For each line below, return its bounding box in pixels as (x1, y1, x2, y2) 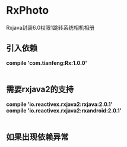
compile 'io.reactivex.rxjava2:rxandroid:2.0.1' (6, 107, 122, 114)
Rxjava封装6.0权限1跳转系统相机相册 (6, 24, 95, 31)
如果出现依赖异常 (6, 132, 69, 142)
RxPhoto (6, 4, 49, 17)
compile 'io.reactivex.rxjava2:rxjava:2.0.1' (6, 101, 113, 108)
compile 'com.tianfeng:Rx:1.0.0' (6, 59, 87, 66)
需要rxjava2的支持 (6, 85, 74, 95)
